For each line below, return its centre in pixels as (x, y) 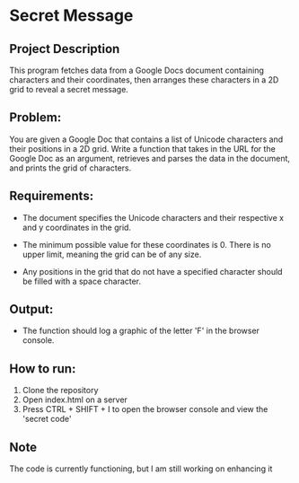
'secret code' (47, 419)
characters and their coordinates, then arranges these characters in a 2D (144, 80)
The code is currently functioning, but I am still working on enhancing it (141, 469)
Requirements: (52, 196)
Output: (31, 309)
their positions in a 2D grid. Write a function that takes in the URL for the (142, 148)
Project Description (65, 49)
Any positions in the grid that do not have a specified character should (152, 271)
